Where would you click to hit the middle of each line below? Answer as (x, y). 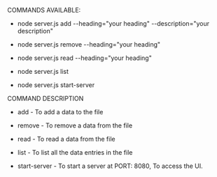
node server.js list (43, 71)
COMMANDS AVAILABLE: (44, 10)
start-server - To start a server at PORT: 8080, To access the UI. (110, 166)
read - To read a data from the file (66, 139)
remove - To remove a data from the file (75, 125)
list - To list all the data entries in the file (75, 152)
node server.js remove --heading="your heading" (89, 44)
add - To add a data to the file (60, 112)
